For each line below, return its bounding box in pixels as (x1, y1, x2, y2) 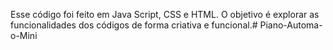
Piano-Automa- (259, 19, 323, 31)
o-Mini (10, 30, 38, 41)
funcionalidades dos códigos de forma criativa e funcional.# (10, 19, 258, 31)
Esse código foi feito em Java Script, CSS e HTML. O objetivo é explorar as (10, 9, 320, 20)
